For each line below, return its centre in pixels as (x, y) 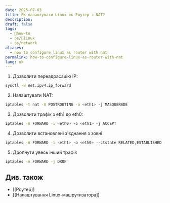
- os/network (24, 43)
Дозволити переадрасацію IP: (45, 76)
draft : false (19, 24)
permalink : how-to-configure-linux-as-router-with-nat (64, 57)
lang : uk (14, 62)
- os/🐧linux (23, 39)
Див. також (24, 177)
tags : (11, 29)
